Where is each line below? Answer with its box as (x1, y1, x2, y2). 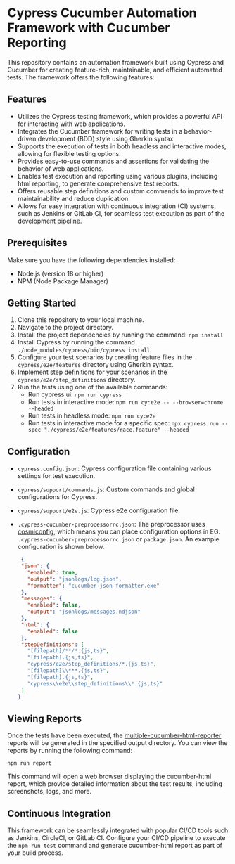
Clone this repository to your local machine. (17, 316, 144, 324)
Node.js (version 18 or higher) (17, 269, 104, 278)
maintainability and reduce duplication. (17, 194, 130, 202)
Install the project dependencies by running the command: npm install (17, 330, 224, 339)
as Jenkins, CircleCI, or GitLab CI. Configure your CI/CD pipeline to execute (7, 834, 226, 842)
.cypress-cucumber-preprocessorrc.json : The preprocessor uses (17, 520, 205, 529)
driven (17, 134, 37, 143)
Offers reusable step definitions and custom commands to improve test (17, 186, 224, 195)
